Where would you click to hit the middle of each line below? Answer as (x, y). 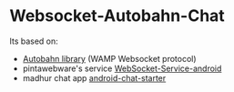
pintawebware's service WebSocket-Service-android (122, 68)
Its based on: (34, 41)
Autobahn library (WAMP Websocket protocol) (110, 58)
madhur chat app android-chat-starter (94, 77)
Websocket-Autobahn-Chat (117, 16)
